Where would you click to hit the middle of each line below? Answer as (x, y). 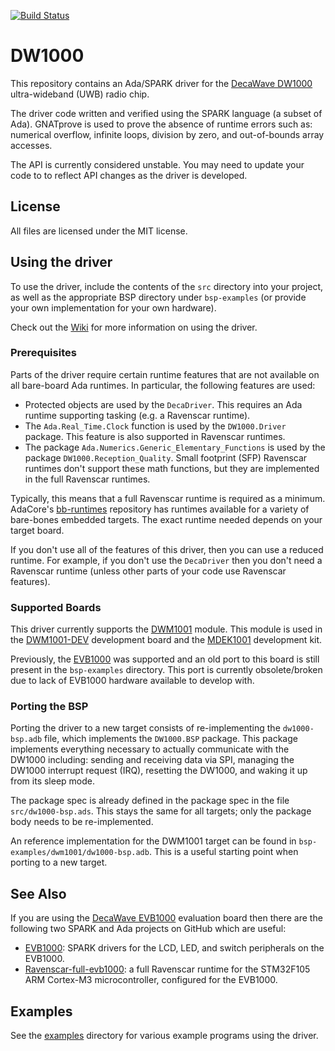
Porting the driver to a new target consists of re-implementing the (145, 728)
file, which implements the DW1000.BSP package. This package (171, 739)
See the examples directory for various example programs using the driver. (164, 1036)
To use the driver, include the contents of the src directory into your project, (167, 286)
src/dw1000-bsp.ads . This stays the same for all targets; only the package (161, 811)
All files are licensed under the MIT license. (99, 231)
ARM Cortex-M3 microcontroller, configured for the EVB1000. (151, 980)
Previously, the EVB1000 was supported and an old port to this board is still (165, 659)
